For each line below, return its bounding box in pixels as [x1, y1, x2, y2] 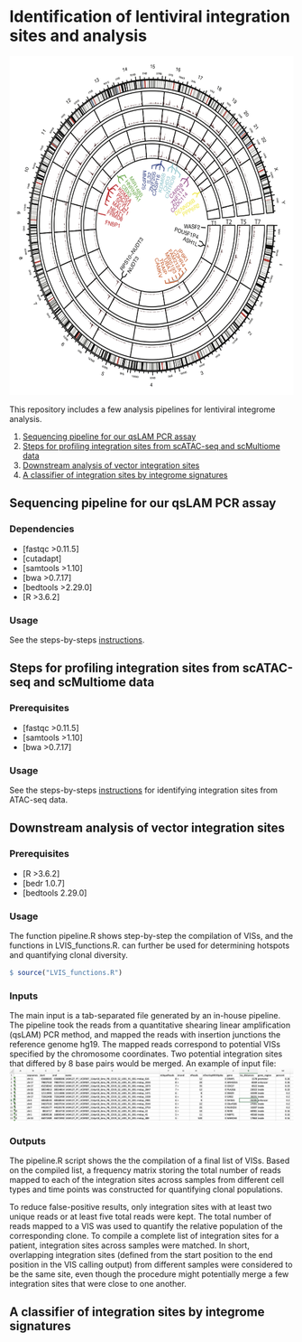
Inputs [9, 990, 39, 1002]
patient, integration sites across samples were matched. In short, [9, 1240, 250, 1251]
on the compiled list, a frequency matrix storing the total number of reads [9, 1164, 281, 1176]
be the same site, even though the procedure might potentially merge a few [9, 1268, 289, 1280]
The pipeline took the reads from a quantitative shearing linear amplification [9, 1019, 291, 1031]
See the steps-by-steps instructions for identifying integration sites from [9, 784, 278, 795]
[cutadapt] [22, 553, 62, 564]
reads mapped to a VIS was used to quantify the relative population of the [9, 1220, 283, 1231]
